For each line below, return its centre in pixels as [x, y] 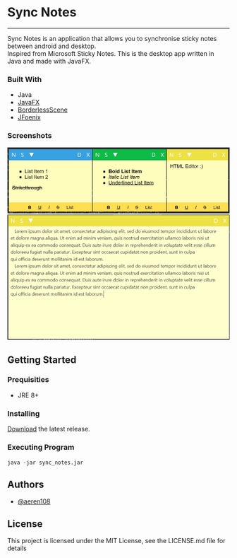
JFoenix [29, 117]
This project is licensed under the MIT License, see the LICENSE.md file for [116, 541]
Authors [26, 484]
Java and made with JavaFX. [49, 61]
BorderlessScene [43, 110]
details [17, 548]
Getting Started [42, 360]
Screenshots [30, 136]
